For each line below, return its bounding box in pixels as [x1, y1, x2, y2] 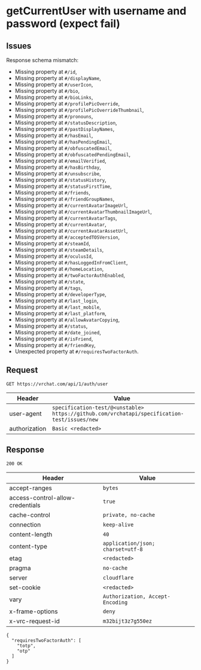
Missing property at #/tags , [14, 284, 83, 291]
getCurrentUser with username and [6, 4, 187, 18]
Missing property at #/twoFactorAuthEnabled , [14, 272, 126, 279]
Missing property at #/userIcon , [14, 81, 93, 88]
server [9, 573, 28, 581]
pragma [9, 564, 31, 572]
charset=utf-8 [102, 546, 144, 553]
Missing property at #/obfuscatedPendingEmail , [14, 151, 130, 158]
